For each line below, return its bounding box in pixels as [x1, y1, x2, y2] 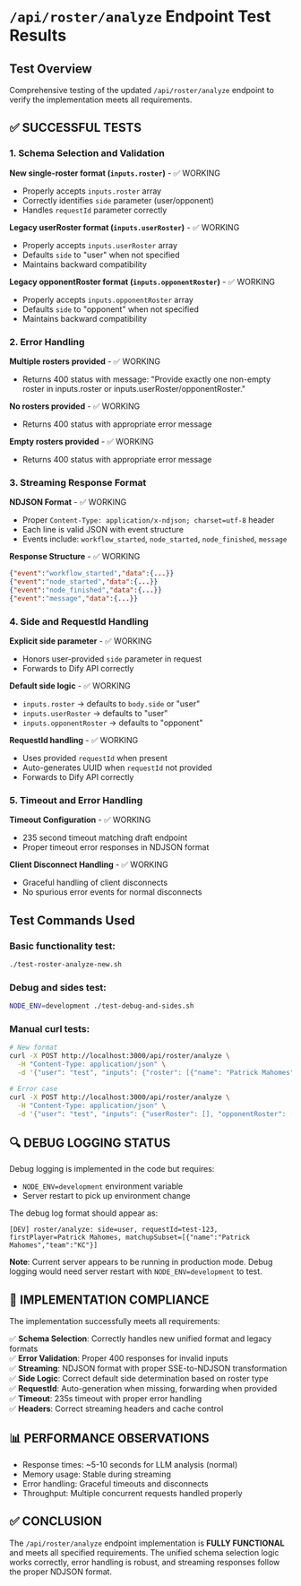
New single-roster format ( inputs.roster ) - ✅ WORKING [9, 168, 221, 178]
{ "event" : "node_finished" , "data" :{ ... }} [9, 585, 163, 595]
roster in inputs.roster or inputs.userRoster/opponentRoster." [21, 383, 246, 394]
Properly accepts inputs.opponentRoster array [21, 294, 194, 305]
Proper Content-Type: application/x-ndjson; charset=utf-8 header [21, 515, 275, 525]
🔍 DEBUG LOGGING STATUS [9, 1135, 171, 1150]
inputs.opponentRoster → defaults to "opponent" [21, 717, 203, 728]
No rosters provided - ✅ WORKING [9, 401, 141, 412]
